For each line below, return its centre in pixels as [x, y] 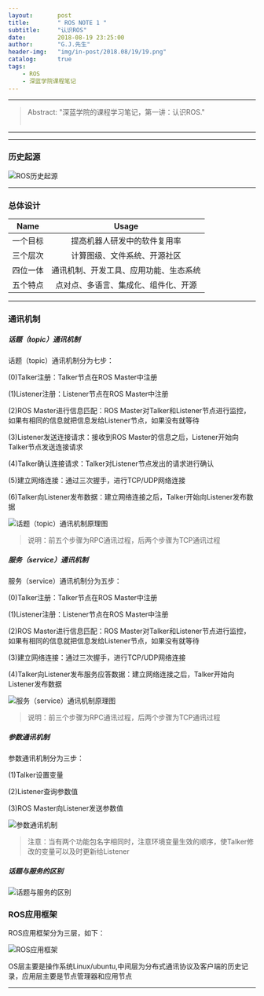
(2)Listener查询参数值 [43, 791]
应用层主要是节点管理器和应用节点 [77, 976]
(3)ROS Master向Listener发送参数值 [66, 808]
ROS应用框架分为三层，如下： [57, 933]
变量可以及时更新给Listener [85, 851]
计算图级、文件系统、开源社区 [126, 256]
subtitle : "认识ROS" [48, 30]
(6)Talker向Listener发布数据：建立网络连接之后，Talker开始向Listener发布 [128, 496]
